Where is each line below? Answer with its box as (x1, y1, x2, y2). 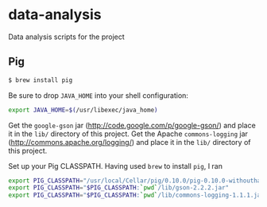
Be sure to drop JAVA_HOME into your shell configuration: (8, 90, 189, 100)
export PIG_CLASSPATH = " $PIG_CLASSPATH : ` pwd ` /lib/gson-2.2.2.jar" (8, 184, 229, 192)
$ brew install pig (8, 76, 73, 84)
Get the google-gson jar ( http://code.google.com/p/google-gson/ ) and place (8, 120, 256, 130)
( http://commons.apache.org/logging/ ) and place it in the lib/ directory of (8, 137, 251, 146)
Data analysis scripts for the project (8, 32, 125, 41)
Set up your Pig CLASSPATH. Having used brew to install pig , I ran (8, 161, 222, 170)
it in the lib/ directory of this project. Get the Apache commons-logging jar (8, 129, 249, 139)
